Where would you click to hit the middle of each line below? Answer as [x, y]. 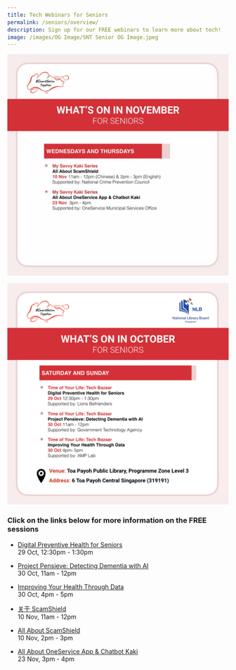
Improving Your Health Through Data [71, 586]
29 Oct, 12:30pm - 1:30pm [55, 552]
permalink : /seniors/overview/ [53, 22]
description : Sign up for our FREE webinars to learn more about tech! [114, 30]
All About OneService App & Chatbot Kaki [78, 651]
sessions [23, 529]
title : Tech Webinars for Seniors [58, 15]
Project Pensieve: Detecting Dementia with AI [83, 565]
